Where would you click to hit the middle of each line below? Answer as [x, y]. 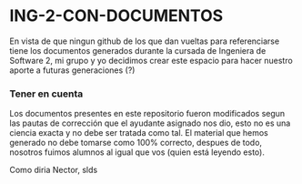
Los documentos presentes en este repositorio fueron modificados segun [147, 114]
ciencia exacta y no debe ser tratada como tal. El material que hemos [139, 133]
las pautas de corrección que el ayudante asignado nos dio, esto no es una [150, 123]
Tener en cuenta [46, 94]
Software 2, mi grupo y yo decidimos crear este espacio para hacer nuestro [151, 60]
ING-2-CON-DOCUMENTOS [116, 16]
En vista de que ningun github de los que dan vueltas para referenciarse [145, 41]
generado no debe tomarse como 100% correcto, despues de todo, [136, 143]
